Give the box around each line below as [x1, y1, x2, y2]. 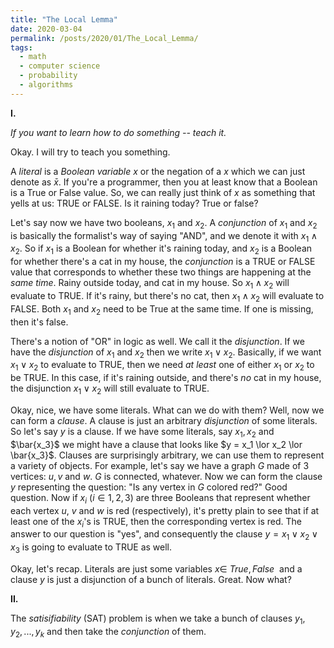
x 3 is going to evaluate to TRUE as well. [10, 541, 173, 555]
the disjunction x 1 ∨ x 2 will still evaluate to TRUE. [10, 382, 210, 396]
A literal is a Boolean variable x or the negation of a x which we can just [10, 165, 306, 177]
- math [19, 52, 47, 62]
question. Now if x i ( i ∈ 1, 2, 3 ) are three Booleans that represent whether [10, 491, 311, 506]
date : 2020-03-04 [10, 24, 83, 34]
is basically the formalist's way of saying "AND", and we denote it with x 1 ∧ [10, 229, 318, 244]
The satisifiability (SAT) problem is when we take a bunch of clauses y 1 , [10, 612, 306, 626]
